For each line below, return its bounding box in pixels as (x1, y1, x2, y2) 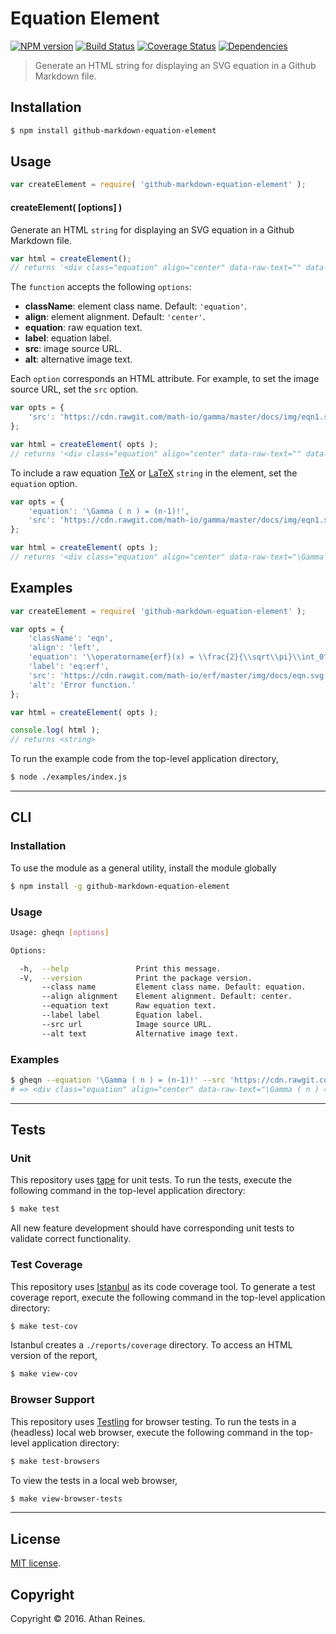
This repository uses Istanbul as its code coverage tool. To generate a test (10, 1280, 316, 1292)
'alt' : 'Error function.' (28, 680, 137, 690)
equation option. (10, 477, 78, 489)
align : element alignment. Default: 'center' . (24, 311, 206, 323)
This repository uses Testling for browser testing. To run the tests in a (10, 1415, 297, 1427)
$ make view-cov (10, 1369, 78, 1379)
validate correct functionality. (10, 1233, 132, 1245)
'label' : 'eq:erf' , (28, 662, 110, 672)
